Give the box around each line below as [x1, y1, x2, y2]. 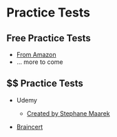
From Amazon [16, 50, 56, 59]
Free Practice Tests [6, 32, 91, 44]
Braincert [16, 123, 43, 131]
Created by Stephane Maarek [26, 109, 111, 118]
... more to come [16, 58, 63, 66]
